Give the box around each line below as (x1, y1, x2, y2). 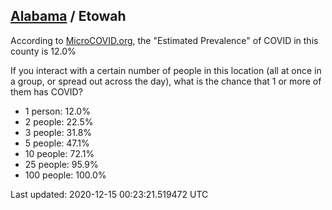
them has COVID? (10, 85, 83, 98)
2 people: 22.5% (24, 115, 94, 128)
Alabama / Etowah (10, 8, 127, 25)
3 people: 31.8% (24, 126, 93, 138)
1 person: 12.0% (24, 105, 91, 117)
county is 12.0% (10, 45, 77, 57)
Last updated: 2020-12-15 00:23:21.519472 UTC (10, 188, 209, 200)
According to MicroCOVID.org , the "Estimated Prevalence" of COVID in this (10, 34, 319, 46)
